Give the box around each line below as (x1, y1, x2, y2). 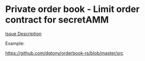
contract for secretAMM (5, 14, 109, 25)
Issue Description (5, 30, 42, 36)
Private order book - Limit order (5, 3, 140, 15)
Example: (5, 40, 25, 46)
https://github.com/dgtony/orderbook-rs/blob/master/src (5, 50, 124, 56)
